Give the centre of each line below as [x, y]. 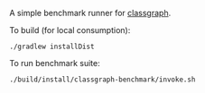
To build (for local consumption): [70, 30]
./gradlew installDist [52, 46]
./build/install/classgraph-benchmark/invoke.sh [102, 80]
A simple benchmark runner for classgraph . [90, 13]
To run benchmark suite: [55, 63]
